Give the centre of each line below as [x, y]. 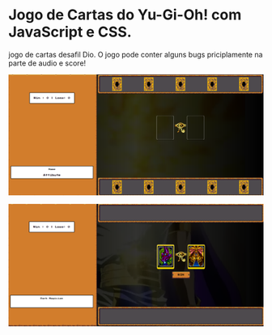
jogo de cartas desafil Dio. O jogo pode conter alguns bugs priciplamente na [136, 54]
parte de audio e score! [47, 63]
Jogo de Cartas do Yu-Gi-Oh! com [125, 15]
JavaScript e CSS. [70, 32]
